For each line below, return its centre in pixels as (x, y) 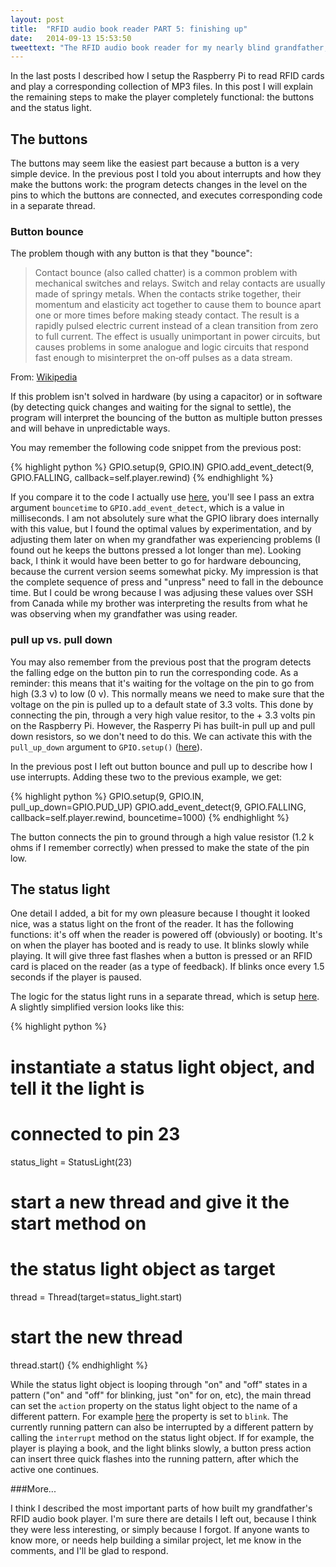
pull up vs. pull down (61, 640)
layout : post (37, 19)
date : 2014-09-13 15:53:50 (71, 38)
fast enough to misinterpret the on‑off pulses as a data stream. (163, 358)
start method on (78, 1223)
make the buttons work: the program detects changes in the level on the (159, 185)
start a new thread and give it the (150, 1202)
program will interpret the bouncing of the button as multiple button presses (166, 418)
